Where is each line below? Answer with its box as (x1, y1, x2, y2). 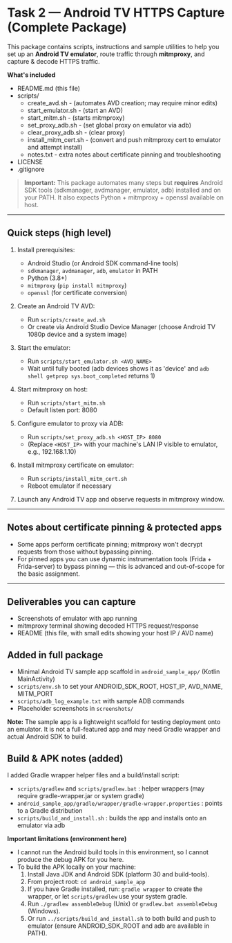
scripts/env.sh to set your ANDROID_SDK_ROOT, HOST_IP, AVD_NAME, (17, 682, 223, 691)
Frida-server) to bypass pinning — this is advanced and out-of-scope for (17, 562, 225, 570)
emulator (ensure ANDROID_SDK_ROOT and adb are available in (27, 922, 210, 930)
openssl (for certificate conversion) (27, 288, 128, 297)
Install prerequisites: (17, 245, 75, 254)
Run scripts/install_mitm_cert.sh (27, 474, 128, 482)
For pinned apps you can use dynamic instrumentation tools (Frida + (17, 554, 212, 563)
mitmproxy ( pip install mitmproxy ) (27, 281, 127, 289)
